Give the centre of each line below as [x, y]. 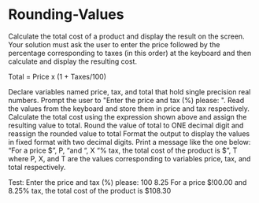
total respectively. [37, 167]
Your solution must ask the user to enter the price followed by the [114, 44]
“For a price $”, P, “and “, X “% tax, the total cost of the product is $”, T [123, 150]
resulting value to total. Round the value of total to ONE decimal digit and [126, 125]
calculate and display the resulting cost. [73, 61]
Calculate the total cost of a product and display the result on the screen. [127, 36]
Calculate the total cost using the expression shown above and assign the [128, 116]
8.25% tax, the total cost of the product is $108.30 [90, 190]
